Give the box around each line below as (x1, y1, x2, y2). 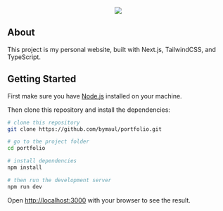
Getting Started (7, 73, 77, 85)
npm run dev (7, 183, 42, 190)
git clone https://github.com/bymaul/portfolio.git (7, 125, 162, 133)
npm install (7, 164, 42, 171)
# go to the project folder (7, 138, 90, 146)
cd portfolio (7, 145, 46, 152)
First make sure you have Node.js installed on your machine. (7, 91, 182, 100)
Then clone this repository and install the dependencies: (7, 105, 171, 114)
